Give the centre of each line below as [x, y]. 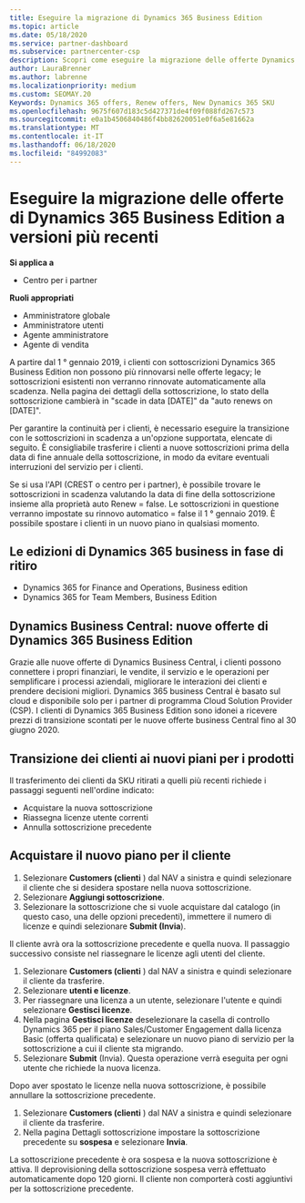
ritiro [24, 566]
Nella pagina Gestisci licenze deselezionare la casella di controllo [146, 1019]
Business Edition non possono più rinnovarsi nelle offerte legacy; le [135, 372]
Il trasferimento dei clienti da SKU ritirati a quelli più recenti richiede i [138, 780]
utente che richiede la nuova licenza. [91, 1067]
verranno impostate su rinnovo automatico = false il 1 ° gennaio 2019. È [142, 513]
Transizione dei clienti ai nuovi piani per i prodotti [152, 758]
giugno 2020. [35, 730]
